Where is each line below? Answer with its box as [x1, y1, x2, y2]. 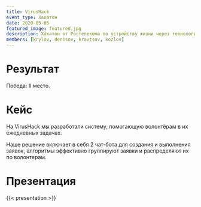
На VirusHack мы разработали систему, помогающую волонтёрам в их [6, 123, 188, 130]
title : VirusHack [6, 8, 50, 15]
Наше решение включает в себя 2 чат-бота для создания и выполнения [6, 141, 191, 148]
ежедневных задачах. [6, 129, 62, 136]
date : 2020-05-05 [6, 20, 50, 26]
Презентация [6, 175, 76, 188]
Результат [6, 62, 60, 76]
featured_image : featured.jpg [6, 25, 82, 32]
